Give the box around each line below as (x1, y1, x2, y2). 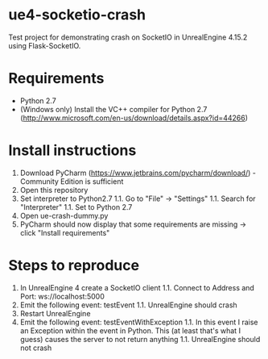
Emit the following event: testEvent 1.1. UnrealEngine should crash (19, 300, 237, 310)
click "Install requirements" (19, 228, 110, 237)
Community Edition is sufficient (19, 176, 124, 186)
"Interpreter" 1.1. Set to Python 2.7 (19, 202, 133, 211)
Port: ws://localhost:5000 (19, 291, 105, 301)
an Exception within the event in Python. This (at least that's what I (19, 325, 241, 336)
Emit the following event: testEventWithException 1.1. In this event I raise (19, 317, 259, 327)
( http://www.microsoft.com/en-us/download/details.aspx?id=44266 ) (19, 113, 248, 123)
